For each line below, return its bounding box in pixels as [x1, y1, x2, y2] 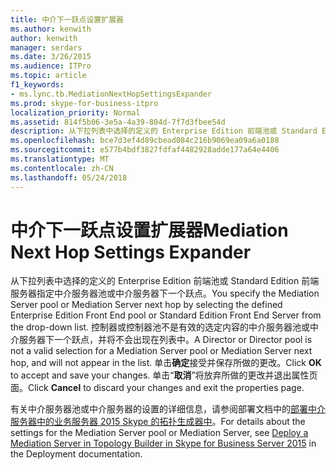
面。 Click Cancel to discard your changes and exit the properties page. [10, 382, 305, 394]
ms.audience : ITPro [10, 61, 92, 71]
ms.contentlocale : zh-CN [10, 163, 114, 173]
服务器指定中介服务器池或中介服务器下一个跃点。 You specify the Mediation [10, 287, 320, 300]
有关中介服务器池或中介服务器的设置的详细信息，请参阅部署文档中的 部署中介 [10, 403, 326, 415]
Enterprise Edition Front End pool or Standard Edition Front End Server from [10, 309, 322, 321]
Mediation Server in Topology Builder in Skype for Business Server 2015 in [10, 437, 317, 450]
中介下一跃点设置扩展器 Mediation [10, 219, 289, 241]
